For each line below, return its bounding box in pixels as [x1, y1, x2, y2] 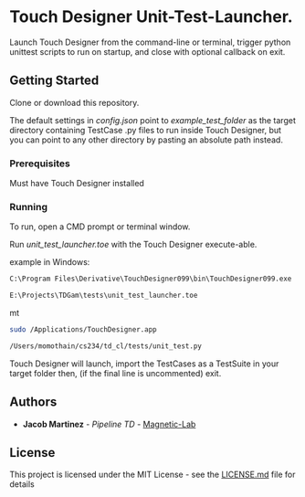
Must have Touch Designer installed [9, 178, 144, 189]
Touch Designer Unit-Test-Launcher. [9, 6, 294, 27]
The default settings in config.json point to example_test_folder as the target [9, 114, 297, 125]
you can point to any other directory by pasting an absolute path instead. [9, 134, 283, 145]
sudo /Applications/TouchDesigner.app [9, 325, 157, 334]
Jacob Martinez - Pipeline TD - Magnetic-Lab [22, 418, 196, 429]
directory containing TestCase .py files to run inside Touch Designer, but [9, 124, 281, 135]
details [9, 479, 35, 490]
